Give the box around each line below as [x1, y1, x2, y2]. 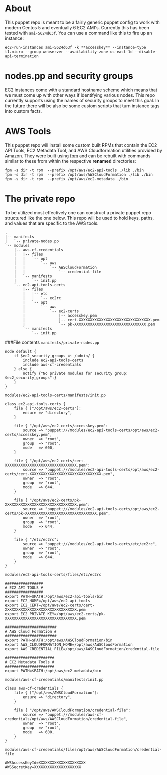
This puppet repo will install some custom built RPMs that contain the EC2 [5, 142, 157, 148]
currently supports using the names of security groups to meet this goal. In [5, 97, 160, 103]
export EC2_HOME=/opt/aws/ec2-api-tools [5, 598, 91, 603]
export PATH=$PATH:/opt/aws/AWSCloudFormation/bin [5, 638, 113, 643]
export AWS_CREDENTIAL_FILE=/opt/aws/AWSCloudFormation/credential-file [5, 646, 160, 651]
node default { [5, 349, 37, 354]
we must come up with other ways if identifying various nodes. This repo [5, 92, 155, 98]
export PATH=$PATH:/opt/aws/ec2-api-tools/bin [5, 594, 104, 599]
